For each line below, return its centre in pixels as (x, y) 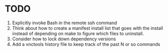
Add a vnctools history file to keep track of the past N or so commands (86, 44)
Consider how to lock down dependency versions (64, 39)
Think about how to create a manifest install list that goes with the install (88, 28)
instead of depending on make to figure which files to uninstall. (78, 33)
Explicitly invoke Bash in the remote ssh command (64, 23)
